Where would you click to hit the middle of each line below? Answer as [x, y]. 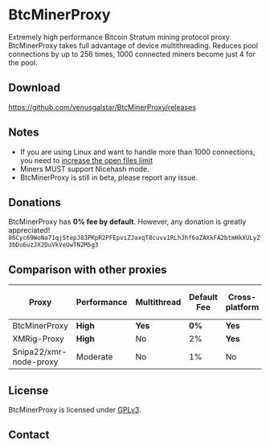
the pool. [23, 63]
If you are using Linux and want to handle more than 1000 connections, [137, 152]
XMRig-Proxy [38, 339]
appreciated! [29, 230]
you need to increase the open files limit [86, 160]
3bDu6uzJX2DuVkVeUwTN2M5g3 [53, 245]
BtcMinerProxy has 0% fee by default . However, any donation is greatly [127, 221]
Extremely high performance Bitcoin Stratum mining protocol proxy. [120, 37]
